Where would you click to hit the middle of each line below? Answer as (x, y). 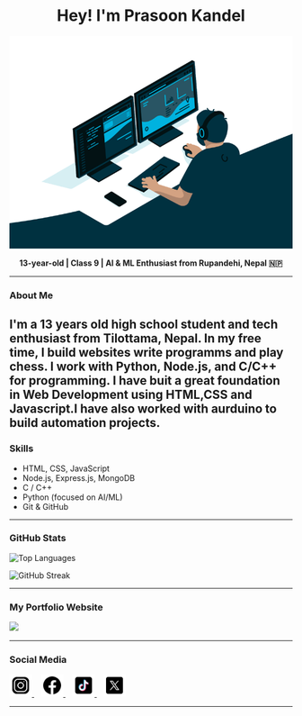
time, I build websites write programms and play (147, 353)
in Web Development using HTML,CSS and (131, 395)
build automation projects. (85, 423)
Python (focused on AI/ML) (72, 497)
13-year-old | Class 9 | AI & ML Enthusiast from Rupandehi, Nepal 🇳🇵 (151, 263)
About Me (31, 295)
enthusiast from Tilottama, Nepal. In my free (136, 339)
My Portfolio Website (56, 607)
